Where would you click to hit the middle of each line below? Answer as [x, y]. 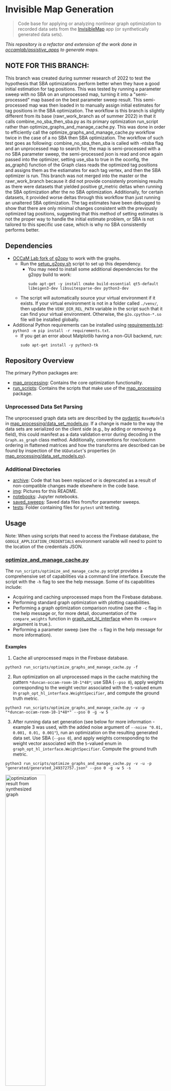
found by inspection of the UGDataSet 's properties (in [60, 451]
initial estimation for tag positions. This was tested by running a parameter [83, 89]
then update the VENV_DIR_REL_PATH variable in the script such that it [91, 308]
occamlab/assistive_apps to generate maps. [52, 49]
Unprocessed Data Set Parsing [44, 407]
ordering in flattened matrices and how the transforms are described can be [85, 445]
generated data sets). [40, 34]
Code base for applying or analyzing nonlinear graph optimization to [90, 23]
